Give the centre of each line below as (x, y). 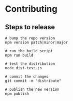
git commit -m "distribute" (33, 81)
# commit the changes (27, 77)
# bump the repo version (30, 38)
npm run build (19, 55)
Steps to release (30, 27)
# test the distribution (30, 64)
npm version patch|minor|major (36, 42)
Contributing (31, 9)
